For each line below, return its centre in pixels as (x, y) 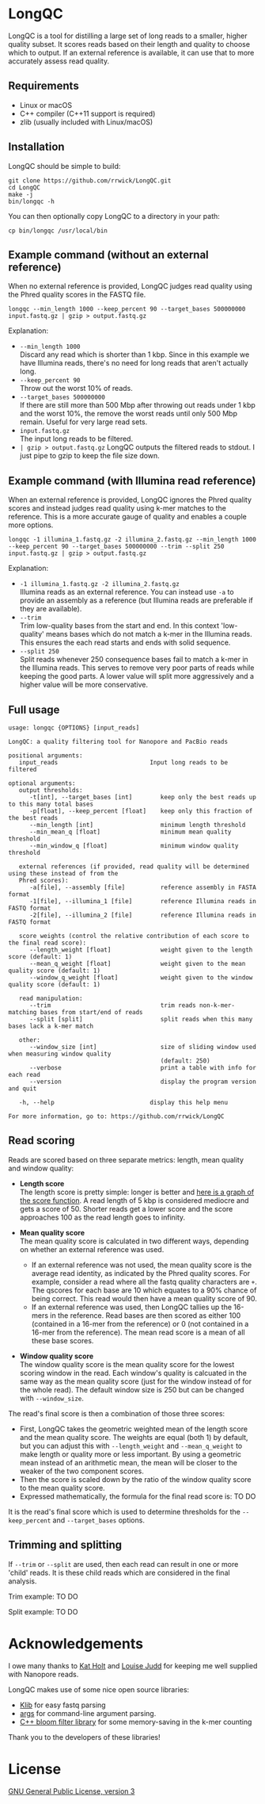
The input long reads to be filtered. (76, 439)
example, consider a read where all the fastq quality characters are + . (144, 1281)
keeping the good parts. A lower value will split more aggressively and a (137, 676)
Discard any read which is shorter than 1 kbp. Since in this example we (134, 354)
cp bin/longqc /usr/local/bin (58, 231)
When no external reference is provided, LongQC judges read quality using (131, 286)
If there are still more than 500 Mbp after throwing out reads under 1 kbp (137, 405)
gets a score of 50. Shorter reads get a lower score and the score (126, 1208)
